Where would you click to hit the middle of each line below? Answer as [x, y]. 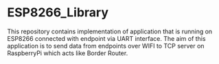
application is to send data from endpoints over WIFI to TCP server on [106, 46]
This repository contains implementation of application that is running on [110, 31]
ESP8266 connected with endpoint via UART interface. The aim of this [106, 38]
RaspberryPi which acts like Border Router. [68, 53]
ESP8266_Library [58, 13]
